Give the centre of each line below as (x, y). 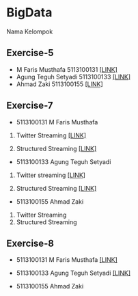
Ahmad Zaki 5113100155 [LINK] (59, 84)
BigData (29, 13)
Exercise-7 (30, 106)
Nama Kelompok (30, 31)
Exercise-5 (30, 53)
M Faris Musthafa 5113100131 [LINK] (67, 69)
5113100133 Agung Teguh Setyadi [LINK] (73, 273)
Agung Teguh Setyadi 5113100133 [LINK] (73, 77)
